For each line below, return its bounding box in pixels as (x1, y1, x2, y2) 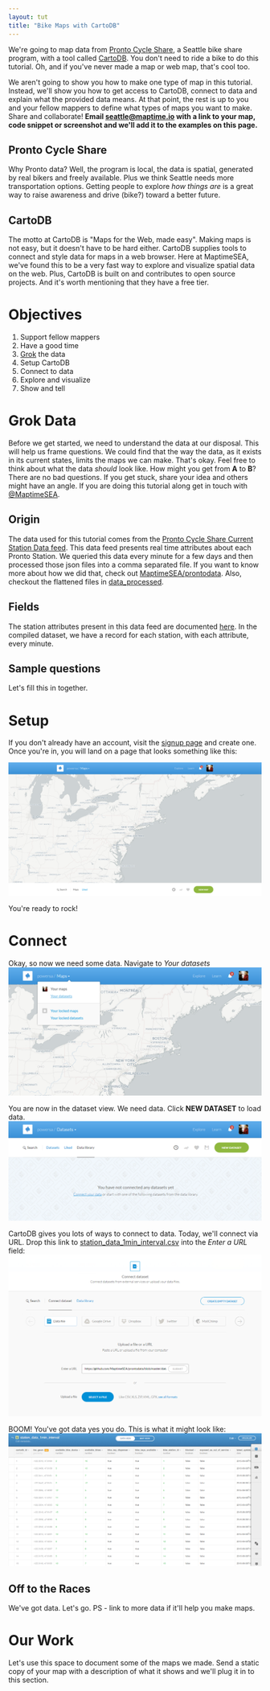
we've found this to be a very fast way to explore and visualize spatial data (8, 261, 256, 270)
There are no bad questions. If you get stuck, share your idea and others (8, 473, 248, 482)
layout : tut (8, 13, 48, 21)
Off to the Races (8, 1582, 91, 1595)
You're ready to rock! (8, 903, 78, 913)
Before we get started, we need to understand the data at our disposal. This (8, 438, 260, 448)
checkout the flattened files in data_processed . (8, 577, 165, 586)
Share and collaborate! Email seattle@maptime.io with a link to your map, (8, 111, 256, 121)
